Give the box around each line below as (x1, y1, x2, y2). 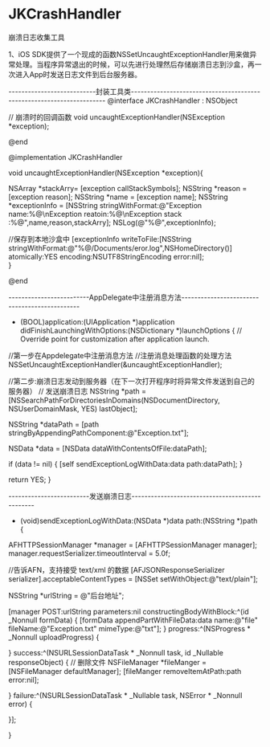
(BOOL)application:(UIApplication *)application (19, 316, 175, 326)
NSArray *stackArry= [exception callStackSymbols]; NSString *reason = (8, 183, 247, 193)
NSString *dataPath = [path (8, 419, 99, 429)
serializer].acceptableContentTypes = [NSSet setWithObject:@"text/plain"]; (8, 574, 259, 583)
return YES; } (8, 475, 51, 484)
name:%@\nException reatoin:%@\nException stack (8, 209, 182, 218)
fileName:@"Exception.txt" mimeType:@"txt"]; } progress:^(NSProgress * (8, 623, 252, 633)
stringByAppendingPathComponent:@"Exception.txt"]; (8, 427, 189, 438)
